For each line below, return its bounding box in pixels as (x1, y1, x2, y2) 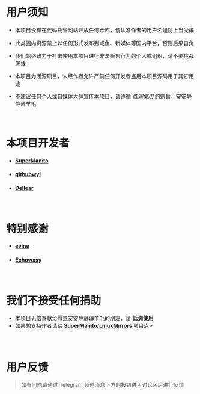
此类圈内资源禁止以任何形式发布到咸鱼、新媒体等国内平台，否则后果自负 (14, 39, 194, 46)
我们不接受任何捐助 (6, 294, 102, 307)
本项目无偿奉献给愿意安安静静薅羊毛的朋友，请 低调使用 (14, 315, 154, 322)
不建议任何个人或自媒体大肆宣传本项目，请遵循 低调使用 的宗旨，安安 (14, 93, 187, 100)
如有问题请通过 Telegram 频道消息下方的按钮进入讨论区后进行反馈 (20, 381, 184, 389)
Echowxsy (14, 256, 42, 263)
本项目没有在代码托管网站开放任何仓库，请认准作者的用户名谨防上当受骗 (14, 26, 194, 34)
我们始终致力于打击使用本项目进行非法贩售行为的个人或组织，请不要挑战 (14, 52, 194, 59)
